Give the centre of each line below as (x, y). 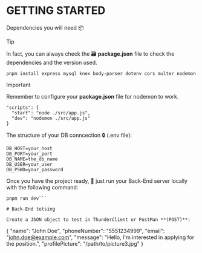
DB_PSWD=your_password (35, 169)
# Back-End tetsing (31, 209)
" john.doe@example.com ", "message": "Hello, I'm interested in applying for (100, 237)
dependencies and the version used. (52, 62)
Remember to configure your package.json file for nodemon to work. (93, 96)
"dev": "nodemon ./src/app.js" (51, 118)
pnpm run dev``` (27, 198)
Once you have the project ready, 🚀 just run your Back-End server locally (97, 181)
